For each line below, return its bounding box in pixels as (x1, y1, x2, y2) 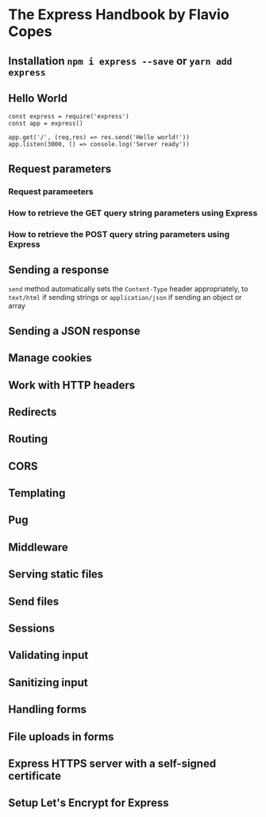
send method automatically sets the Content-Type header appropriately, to (8, 284, 249, 294)
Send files (8, 594, 60, 608)
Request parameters (8, 161, 112, 176)
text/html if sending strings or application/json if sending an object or (8, 293, 242, 302)
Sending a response (8, 263, 110, 276)
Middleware (8, 540, 69, 554)
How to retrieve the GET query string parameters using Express (8, 207, 258, 218)
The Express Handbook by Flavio (8, 6, 229, 24)
